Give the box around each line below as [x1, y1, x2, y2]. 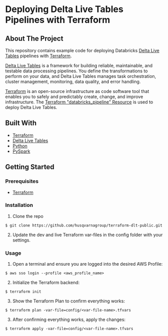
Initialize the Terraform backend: [12, 280, 80, 286]
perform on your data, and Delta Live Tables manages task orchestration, [5, 73, 156, 79]
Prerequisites [5, 178, 39, 185]
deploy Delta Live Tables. [5, 104, 58, 110]
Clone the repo [12, 213, 44, 219]
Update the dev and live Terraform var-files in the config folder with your [12, 232, 163, 238]
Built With [5, 119, 37, 128]
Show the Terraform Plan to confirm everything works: [12, 298, 125, 304]
